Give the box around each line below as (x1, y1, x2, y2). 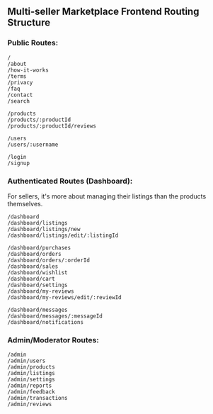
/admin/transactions (7, 395, 69, 402)
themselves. (7, 199, 43, 208)
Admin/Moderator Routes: (7, 335, 99, 345)
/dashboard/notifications (7, 318, 84, 325)
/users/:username (7, 141, 59, 148)
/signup (7, 160, 30, 167)
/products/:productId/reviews (7, 122, 97, 130)
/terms (7, 72, 27, 80)
